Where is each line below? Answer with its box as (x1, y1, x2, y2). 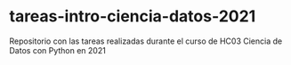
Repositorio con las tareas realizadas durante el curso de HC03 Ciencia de (9, 36, 283, 46)
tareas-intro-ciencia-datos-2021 (9, 6, 256, 27)
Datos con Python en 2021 (9, 45, 107, 55)
